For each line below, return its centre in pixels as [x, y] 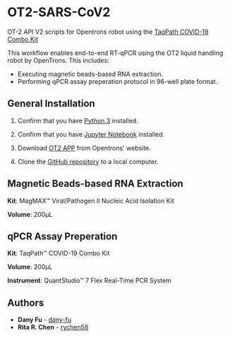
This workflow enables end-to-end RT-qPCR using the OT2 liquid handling [115, 53]
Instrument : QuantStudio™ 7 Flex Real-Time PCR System [89, 281]
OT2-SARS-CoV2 [59, 12]
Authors [26, 302]
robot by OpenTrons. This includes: [58, 60]
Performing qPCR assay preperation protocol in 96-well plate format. [117, 81]
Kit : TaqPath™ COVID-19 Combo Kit [59, 254]
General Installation [51, 104]
